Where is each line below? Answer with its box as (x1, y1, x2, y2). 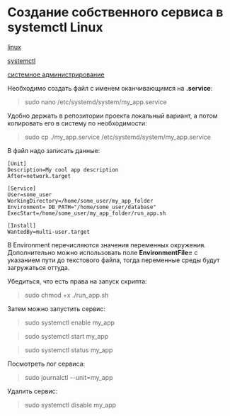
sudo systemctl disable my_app (24, 400, 117, 409)
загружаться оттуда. (7, 263, 70, 271)
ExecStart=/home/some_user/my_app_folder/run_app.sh (7, 210, 166, 217)
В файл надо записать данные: (7, 146, 100, 154)
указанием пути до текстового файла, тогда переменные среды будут (7, 256, 220, 264)
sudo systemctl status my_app (24, 345, 113, 354)
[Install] (7, 222, 37, 229)
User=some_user (7, 191, 52, 198)
